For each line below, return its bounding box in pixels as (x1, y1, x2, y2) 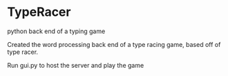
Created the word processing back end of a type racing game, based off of (7, 40, 221, 48)
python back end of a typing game (7, 27, 106, 35)
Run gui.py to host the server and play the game (7, 61, 144, 69)
